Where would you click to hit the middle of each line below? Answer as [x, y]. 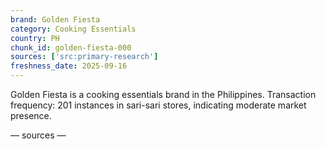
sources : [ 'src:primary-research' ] [84, 57]
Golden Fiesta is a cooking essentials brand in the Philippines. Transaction [163, 94]
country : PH [35, 38]
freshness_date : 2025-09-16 [69, 66]
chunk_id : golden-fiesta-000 [71, 47]
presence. [31, 115]
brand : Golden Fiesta [55, 19]
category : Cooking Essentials [73, 29]
